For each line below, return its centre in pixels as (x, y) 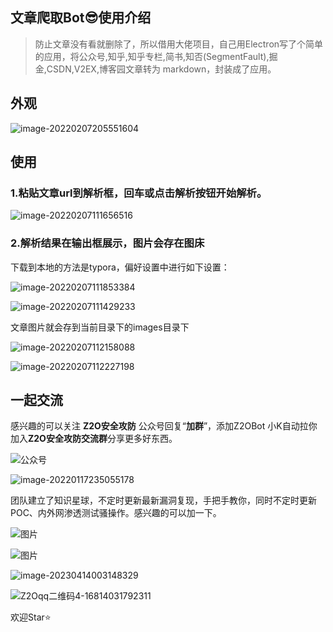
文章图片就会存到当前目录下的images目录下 (100, 327)
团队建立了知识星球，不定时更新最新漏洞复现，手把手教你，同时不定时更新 (163, 500)
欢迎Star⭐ (31, 617)
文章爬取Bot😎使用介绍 (81, 18)
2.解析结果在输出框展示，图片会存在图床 (107, 243)
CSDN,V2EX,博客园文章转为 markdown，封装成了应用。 (161, 69)
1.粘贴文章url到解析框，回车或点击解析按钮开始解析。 (139, 193)
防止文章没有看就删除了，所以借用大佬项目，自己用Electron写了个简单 (179, 44)
